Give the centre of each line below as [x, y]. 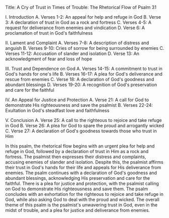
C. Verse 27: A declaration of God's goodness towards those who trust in [81, 131]
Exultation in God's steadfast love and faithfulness [57, 111]
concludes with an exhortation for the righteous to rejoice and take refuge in [84, 194]
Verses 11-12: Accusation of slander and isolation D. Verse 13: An [72, 53]
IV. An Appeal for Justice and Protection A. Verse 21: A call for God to [77, 100]
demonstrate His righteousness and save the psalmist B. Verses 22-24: [79, 105]
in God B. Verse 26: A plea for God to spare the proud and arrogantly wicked [85, 126]
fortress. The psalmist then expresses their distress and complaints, [76, 157]
